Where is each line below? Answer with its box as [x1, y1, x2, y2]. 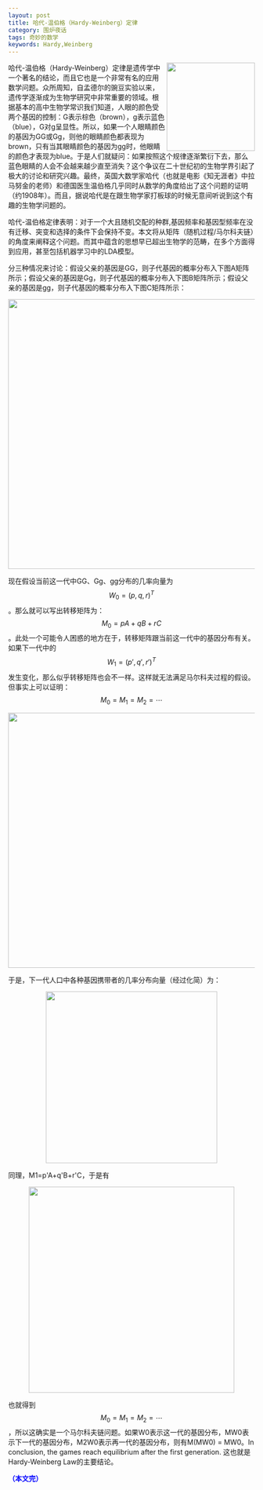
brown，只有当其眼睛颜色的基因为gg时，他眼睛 [8, 142, 160, 152]
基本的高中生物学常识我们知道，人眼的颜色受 [14, 103, 159, 112]
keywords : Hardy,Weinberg [8, 41, 92, 49]
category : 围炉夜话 [8, 26, 67, 34]
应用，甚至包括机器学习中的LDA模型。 [14, 247, 139, 256]
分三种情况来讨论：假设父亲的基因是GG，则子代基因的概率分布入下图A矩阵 [8, 264, 250, 273]
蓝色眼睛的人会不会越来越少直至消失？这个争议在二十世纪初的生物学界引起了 [8, 162, 255, 171]
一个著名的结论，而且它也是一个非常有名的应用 [8, 73, 159, 82]
